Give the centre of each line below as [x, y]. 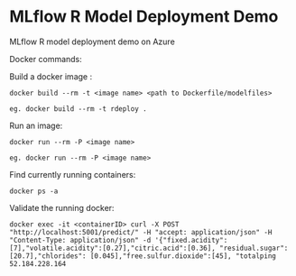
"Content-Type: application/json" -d [80, 240]
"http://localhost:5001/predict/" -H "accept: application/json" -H [141, 232]
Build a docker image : [51, 76]
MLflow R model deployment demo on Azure [92, 41]
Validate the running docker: [62, 207]
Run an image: [36, 125]
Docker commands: [46, 59]
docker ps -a [34, 191]
